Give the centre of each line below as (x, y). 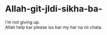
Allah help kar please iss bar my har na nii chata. (54, 27)
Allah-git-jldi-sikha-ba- (54, 9)
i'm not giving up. (22, 22)
